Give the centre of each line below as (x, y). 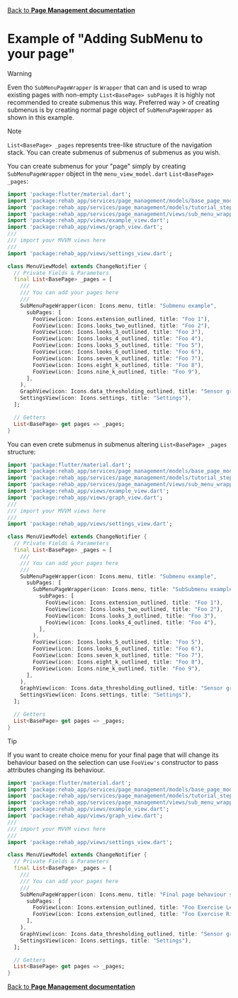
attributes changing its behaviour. (56, 770)
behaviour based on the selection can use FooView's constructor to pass (113, 762)
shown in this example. (41, 117)
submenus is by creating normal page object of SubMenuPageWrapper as (110, 110)
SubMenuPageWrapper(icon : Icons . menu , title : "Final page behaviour (123, 895)
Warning (19, 73)
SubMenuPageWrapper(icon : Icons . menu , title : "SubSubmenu (120, 590)
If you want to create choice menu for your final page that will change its (113, 755)
